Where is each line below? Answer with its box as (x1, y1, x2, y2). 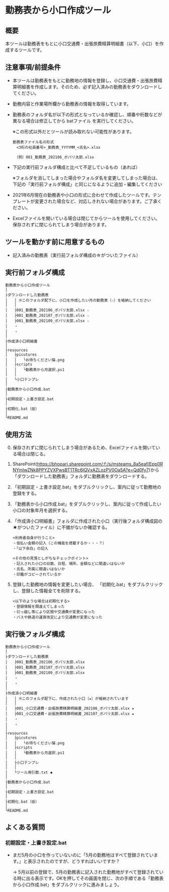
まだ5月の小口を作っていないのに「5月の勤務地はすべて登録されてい (12, 852, 154, 858)
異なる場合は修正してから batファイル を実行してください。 (12, 118, 136, 124)
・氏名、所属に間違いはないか (12, 567, 65, 572)
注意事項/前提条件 (5, 63, 61, 72)
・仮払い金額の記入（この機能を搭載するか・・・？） (12, 541, 107, 546)
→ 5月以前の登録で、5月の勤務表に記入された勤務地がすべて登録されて (12, 869, 159, 875)
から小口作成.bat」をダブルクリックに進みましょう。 (12, 881, 122, 887)
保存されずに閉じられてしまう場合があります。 (12, 221, 109, 228)
